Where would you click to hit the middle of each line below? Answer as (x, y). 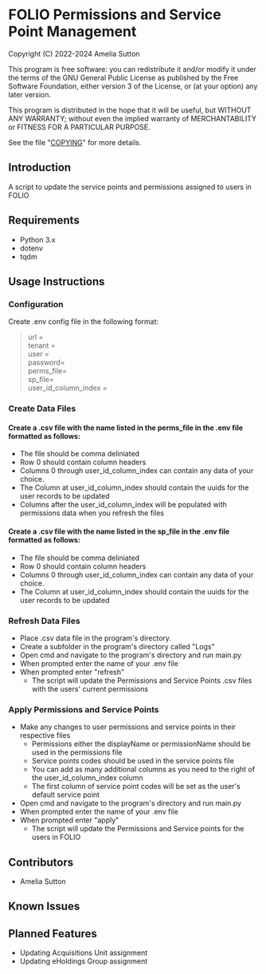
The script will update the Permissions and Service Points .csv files (142, 680)
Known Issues (44, 907)
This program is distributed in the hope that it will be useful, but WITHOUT (130, 110)
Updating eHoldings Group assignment (84, 961)
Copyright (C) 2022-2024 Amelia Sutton (74, 53)
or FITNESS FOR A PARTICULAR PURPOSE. (80, 127)
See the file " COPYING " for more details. (75, 142)
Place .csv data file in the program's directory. (96, 638)
